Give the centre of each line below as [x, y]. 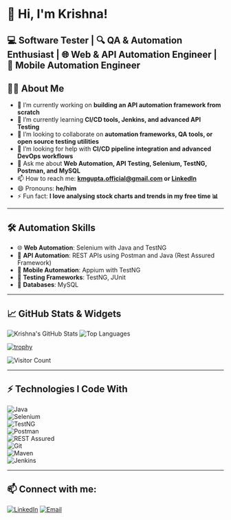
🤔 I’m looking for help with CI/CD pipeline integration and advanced [114, 149]
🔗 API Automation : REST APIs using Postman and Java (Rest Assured [116, 256]
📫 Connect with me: [52, 489]
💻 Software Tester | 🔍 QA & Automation [95, 40]
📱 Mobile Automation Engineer [74, 65]
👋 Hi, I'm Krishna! [57, 14]
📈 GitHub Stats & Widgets [64, 313]
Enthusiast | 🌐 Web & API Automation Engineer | [112, 54]
